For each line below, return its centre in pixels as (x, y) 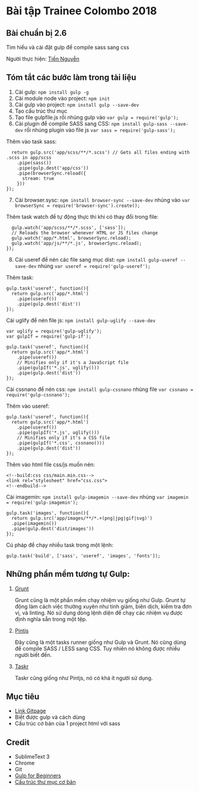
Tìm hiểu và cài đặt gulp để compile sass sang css (68, 47)
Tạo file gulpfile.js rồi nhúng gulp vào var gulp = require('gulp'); (97, 117)
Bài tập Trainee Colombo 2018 (82, 11)
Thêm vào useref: (28, 406)
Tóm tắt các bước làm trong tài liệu (71, 78)
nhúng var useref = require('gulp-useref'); (94, 266)
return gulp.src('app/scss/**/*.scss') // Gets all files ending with (101, 152)
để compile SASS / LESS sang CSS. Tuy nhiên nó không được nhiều (97, 649)
